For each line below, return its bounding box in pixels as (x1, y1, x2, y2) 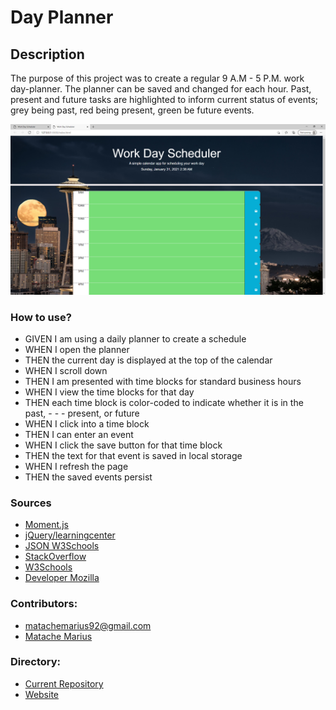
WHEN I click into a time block (24, 417, 150, 430)
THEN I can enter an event (24, 428, 134, 440)
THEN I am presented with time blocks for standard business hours (24, 375, 302, 387)
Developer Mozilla (24, 572, 100, 584)
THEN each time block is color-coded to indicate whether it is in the (24, 396, 304, 408)
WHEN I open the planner (24, 343, 130, 355)
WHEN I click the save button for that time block (24, 439, 223, 451)
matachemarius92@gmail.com (24, 619, 152, 631)
